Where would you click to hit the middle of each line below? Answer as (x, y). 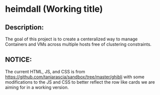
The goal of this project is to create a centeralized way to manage (71, 39)
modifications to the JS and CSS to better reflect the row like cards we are (80, 82)
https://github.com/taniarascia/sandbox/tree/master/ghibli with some (75, 77)
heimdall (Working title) (54, 9)
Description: (25, 27)
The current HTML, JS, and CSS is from (45, 71)
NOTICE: (18, 60)
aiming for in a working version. (37, 87)
